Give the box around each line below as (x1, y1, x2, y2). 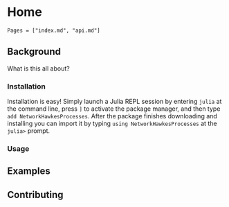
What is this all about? (7, 64, 71, 73)
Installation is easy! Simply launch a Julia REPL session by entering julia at (7, 98, 222, 106)
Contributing (7, 188, 64, 201)
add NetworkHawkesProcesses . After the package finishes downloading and (7, 112, 218, 120)
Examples (7, 165, 51, 177)
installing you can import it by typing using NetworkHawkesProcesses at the (7, 119, 217, 128)
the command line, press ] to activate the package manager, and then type (7, 105, 221, 113)
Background (7, 46, 61, 57)
